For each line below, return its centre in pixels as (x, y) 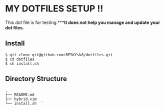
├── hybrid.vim (21, 99)
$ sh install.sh (22, 63)
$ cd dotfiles (20, 59)
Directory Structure (36, 79)
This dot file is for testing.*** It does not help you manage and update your (83, 22)
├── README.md (20, 95)
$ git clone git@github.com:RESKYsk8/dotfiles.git (59, 55)
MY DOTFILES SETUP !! (54, 9)
